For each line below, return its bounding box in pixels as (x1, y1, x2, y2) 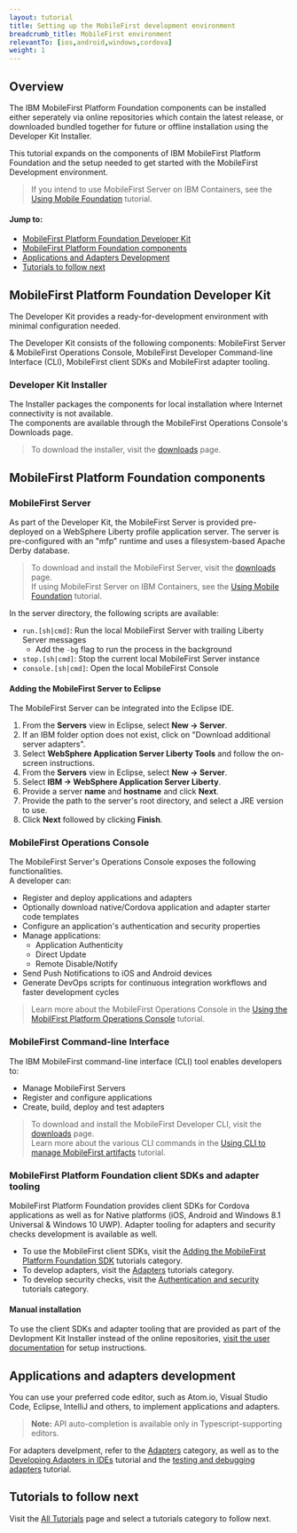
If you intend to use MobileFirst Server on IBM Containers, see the (30, 184, 273, 194)
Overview (9, 79, 65, 94)
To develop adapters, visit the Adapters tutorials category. (21, 1265, 235, 1276)
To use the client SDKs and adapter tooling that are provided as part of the (9, 1324, 281, 1334)
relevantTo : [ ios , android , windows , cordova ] (9, 37, 173, 47)
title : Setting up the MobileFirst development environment (9, 21, 237, 30)
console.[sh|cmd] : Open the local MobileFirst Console (21, 662, 219, 673)
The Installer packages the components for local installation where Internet (9, 399, 284, 409)
